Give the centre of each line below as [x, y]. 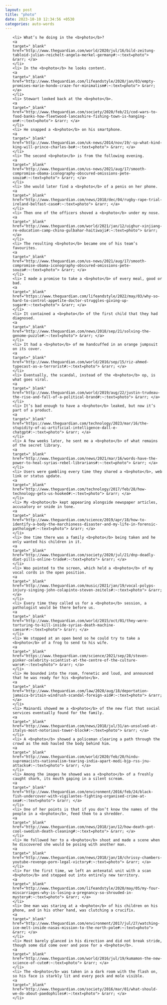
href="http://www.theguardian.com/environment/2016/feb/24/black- [83, 792]
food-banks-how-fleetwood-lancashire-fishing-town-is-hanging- [80, 117]
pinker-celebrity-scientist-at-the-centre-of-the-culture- [75, 660]
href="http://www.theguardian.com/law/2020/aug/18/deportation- [81, 691]
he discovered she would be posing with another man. [69, 845]
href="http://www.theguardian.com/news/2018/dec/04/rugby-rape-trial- [87, 200]
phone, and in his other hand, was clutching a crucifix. [74, 910]
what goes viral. [30, 380]
